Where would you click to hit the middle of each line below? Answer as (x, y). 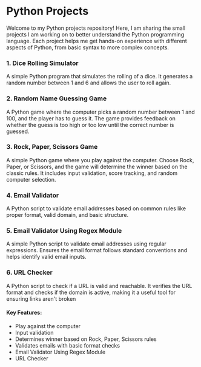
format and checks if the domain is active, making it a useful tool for (91, 292)
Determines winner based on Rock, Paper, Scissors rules (86, 339)
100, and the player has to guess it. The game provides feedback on (91, 118)
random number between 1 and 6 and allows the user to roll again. (89, 83)
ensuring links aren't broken (41, 298)
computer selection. (31, 179)
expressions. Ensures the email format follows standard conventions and (97, 250)
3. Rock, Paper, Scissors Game (52, 147)
